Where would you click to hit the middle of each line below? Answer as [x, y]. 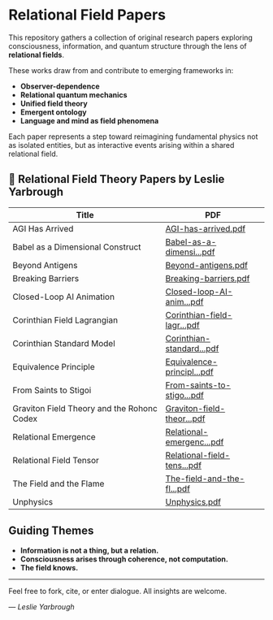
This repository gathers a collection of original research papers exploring [131, 37]
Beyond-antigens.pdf [206, 265]
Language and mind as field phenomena [89, 120]
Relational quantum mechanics [74, 94]
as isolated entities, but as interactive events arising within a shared [121, 145]
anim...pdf [184, 301]
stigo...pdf [185, 395]
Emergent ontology [53, 112]
